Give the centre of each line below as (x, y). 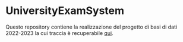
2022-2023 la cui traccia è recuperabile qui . (59, 33)
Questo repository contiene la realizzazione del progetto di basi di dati (91, 27)
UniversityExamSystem (65, 11)
